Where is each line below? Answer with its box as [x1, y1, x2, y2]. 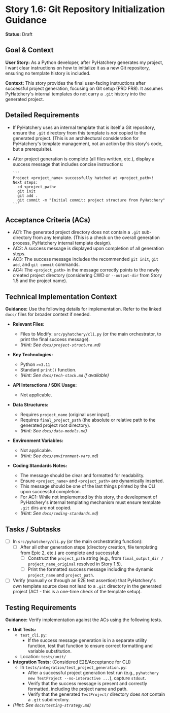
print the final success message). [20, 336, 90, 343]
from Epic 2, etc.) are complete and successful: [20, 550, 120, 556]
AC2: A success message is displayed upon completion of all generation [12, 245, 164, 252]
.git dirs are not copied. [20, 505, 72, 511]
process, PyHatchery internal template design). [12, 240, 112, 246]
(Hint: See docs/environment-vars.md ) [20, 453, 99, 459]
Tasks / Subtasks [5, 525, 61, 533]
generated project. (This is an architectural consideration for [12, 135, 139, 141]
